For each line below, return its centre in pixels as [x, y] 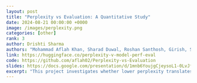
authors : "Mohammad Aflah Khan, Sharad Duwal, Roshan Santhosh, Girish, [97, 50]
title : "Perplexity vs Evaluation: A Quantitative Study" [78, 17]
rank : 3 [16, 39]
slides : [16, 66]
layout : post [22, 11]
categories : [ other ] [31, 33]
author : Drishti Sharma [35, 44]
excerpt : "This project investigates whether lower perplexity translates [99, 71]
